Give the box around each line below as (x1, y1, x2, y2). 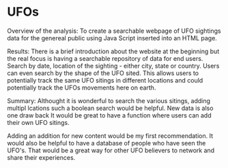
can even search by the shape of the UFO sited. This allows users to (7, 69, 199, 77)
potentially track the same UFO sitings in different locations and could (7, 76, 203, 84)
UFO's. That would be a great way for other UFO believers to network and (7, 146, 215, 154)
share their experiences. (7, 153, 76, 161)
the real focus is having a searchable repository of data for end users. (7, 54, 203, 62)
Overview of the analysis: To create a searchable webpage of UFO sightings (7, 27, 221, 35)
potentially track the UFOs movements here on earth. (7, 83, 156, 92)
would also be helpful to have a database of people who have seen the (7, 139, 206, 147)
